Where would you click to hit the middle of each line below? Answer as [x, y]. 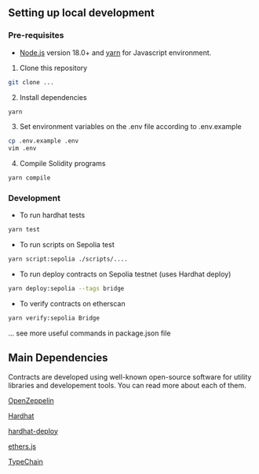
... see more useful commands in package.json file [89, 333]
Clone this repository [53, 68]
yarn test [24, 230]
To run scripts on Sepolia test [67, 245]
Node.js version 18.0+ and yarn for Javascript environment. [115, 52]
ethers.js [22, 446]
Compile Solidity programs [62, 164]
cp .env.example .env [44, 141]
